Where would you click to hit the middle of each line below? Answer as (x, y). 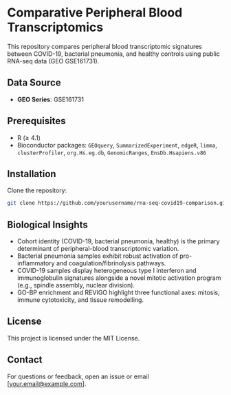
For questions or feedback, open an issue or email (78, 376)
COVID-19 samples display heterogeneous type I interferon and (107, 271)
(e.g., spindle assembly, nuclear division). (76, 285)
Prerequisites (36, 121)
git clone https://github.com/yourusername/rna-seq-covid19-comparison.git (118, 203)
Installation (32, 174)
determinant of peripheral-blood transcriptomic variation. (98, 249)
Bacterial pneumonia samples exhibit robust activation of (98, 256)
